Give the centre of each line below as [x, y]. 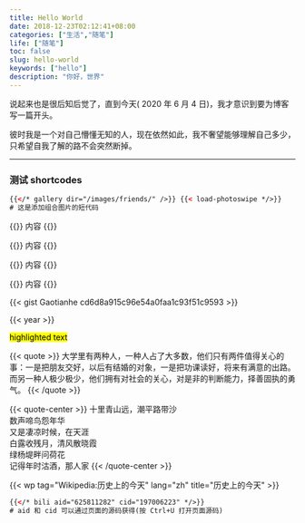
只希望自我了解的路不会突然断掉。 [73, 145]
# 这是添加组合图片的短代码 [54, 208]
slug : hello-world [44, 60]
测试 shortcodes [46, 179]
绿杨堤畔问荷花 [37, 454]
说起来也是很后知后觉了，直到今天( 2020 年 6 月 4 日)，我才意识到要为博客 [149, 103]
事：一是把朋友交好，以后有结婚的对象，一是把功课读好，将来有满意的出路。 [152, 367]
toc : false [30, 52]
